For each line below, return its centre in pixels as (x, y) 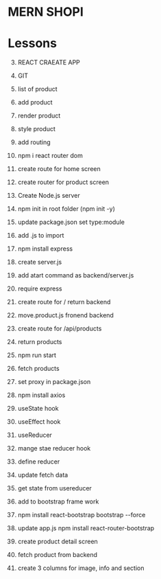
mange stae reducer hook (54, 449)
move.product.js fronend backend (65, 315)
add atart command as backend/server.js (76, 275)
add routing (34, 142)
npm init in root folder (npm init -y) (66, 209)
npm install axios (41, 395)
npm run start (37, 355)
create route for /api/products (60, 329)
